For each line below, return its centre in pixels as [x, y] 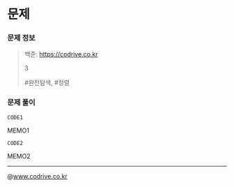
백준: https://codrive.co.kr [61, 54]
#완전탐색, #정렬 [47, 83]
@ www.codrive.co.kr [37, 176]
